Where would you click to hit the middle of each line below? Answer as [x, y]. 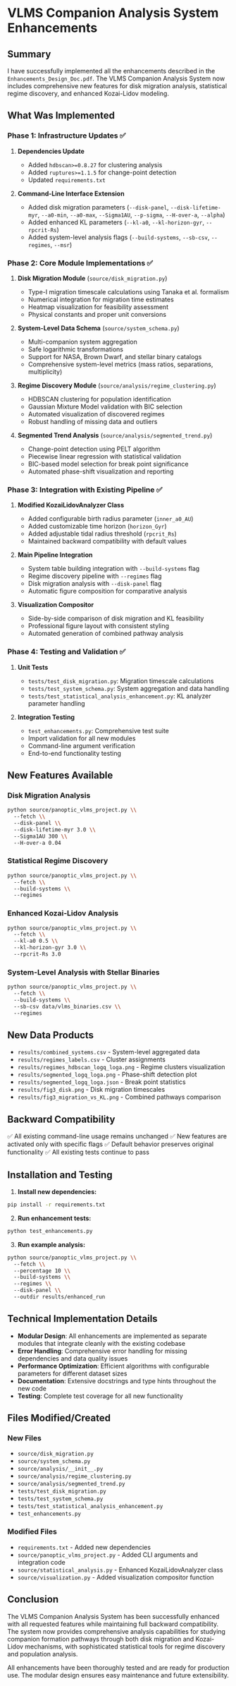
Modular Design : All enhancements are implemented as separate [112, 1336]
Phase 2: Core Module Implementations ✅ [80, 263]
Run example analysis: [51, 1244]
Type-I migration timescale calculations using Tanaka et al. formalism [129, 291]
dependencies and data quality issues [73, 1358]
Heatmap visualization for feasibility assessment [98, 307]
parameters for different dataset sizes [72, 1373]
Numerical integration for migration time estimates [101, 299]
